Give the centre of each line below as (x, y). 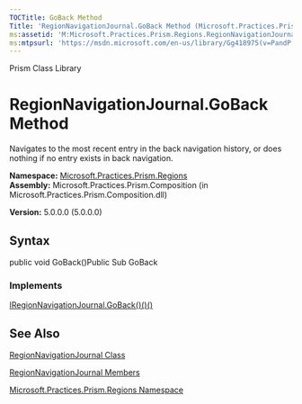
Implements (36, 285)
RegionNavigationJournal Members (75, 373)
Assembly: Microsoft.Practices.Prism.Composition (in (109, 185)
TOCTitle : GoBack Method (56, 18)
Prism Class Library (45, 68)
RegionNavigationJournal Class (67, 355)
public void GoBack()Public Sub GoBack (84, 262)
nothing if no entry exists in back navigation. (91, 158)
